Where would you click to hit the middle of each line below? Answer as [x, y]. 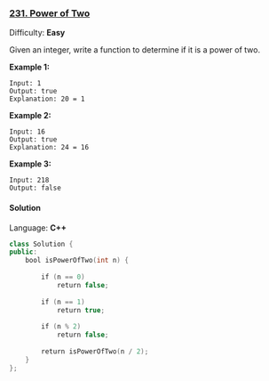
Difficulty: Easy [37, 33]
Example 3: [30, 164]
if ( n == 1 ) [63, 302]
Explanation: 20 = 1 [47, 99]
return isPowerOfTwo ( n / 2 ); [95, 351]
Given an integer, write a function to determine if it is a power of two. [134, 50]
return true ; [80, 310]
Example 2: [30, 116]
